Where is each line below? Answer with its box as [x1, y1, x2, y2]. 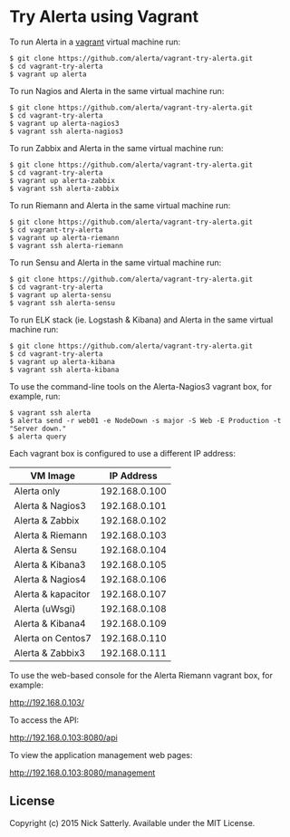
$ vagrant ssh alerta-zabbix [9, 184, 120, 193]
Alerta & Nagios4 [14, 572, 86, 585]
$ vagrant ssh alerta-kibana [9, 365, 120, 374]
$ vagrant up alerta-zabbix [9, 176, 116, 185]
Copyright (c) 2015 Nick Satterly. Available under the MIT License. [9, 817, 256, 828]
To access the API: [9, 714, 80, 726]
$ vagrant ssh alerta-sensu [9, 298, 116, 307]
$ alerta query [9, 432, 67, 441]
